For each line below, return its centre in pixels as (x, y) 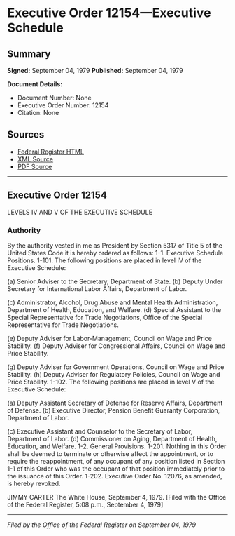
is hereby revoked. (34, 483)
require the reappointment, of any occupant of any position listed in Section (116, 461)
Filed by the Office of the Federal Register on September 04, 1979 (102, 525)
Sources (26, 135)
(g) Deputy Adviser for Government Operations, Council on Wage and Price (116, 367)
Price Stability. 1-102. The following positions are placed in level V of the (111, 382)
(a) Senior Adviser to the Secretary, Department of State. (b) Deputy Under (115, 281)
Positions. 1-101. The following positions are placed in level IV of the (105, 260)
